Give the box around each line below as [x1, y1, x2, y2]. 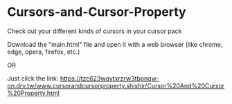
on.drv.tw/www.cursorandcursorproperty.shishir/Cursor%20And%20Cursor [7, 81, 225, 90]
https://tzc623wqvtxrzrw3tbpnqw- [60, 74, 159, 83]
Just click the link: [7, 74, 59, 83]
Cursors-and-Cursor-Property [7, 4, 186, 20]
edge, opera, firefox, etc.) [7, 48, 80, 56]
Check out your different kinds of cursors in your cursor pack [7, 27, 182, 35]
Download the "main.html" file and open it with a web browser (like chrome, [7, 40, 223, 48]
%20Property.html [7, 89, 60, 97]
